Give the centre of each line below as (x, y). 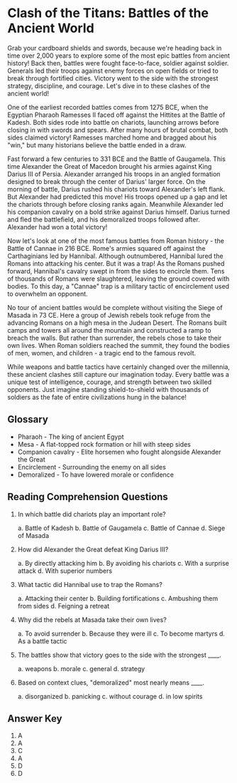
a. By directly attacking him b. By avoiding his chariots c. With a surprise (123, 563)
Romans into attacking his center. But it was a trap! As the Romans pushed (116, 263)
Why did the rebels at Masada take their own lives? (92, 619)
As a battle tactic (42, 641)
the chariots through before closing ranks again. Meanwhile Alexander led (115, 204)
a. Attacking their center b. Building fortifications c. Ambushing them (118, 598)
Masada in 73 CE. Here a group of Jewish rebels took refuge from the (109, 315)
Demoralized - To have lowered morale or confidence (96, 475)
